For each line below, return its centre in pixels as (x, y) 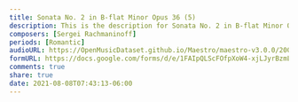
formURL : (25, 59)
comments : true (37, 67)
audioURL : (27, 51)
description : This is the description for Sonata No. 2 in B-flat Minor (146, 26)
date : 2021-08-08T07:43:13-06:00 (71, 83)
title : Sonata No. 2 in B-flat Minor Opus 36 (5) (103, 17)
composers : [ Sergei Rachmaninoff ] (73, 34)
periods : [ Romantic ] (47, 42)
